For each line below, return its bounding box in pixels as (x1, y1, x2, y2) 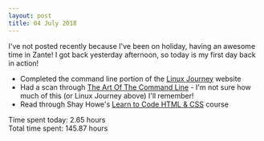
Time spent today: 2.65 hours (8, 115, 106, 124)
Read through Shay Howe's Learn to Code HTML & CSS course (19, 99, 229, 109)
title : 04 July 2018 (8, 19, 78, 27)
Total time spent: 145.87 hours (8, 123, 108, 133)
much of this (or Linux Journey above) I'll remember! (19, 91, 194, 100)
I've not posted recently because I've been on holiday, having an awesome (8, 41, 256, 50)
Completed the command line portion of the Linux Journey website (19, 74, 242, 83)
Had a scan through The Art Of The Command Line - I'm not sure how (19, 82, 251, 92)
